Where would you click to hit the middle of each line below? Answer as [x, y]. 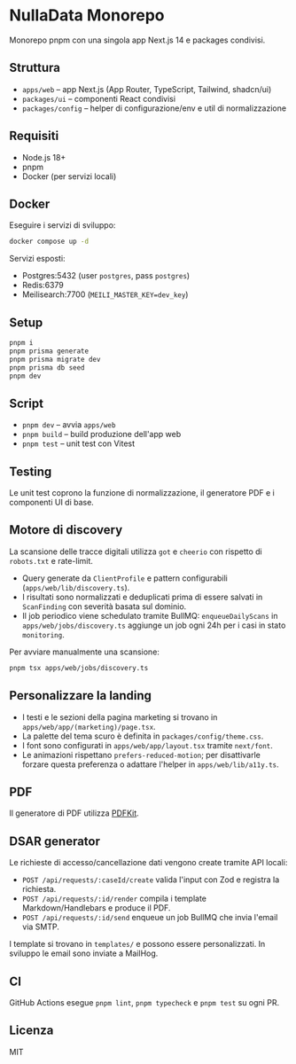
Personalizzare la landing [81, 696]
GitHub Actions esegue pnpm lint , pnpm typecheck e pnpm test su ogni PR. [144, 1002]
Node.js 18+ [44, 157]
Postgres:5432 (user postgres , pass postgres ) [106, 276]
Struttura [35, 68]
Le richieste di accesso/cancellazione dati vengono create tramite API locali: [148, 863]
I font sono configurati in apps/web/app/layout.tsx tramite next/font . [147, 745]
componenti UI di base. [52, 503]
